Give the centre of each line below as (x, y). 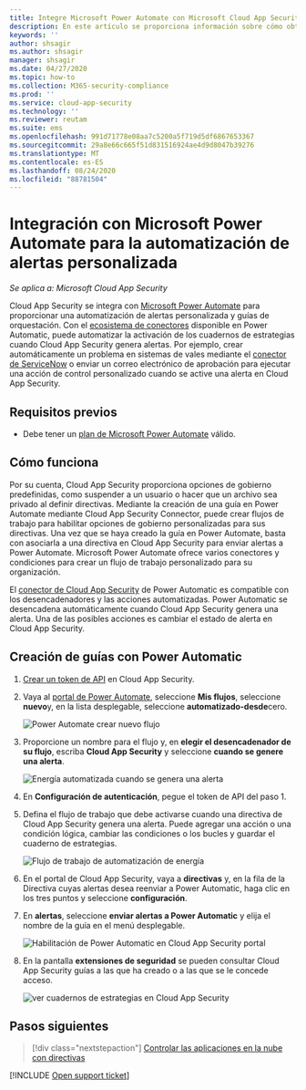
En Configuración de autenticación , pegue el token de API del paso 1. (154, 796)
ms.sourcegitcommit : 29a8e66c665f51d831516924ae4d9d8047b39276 (132, 145)
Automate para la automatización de (149, 244)
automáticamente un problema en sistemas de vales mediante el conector (148, 354)
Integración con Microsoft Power (136, 224)
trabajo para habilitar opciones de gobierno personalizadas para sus (138, 523)
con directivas (58, 1058)
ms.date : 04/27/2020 (49, 69)
